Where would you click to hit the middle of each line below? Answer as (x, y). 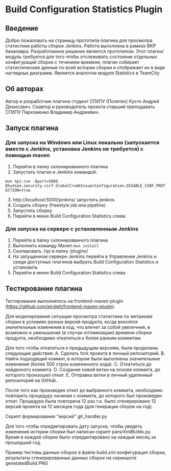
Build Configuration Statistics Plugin (84, 9)
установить (25, 267)
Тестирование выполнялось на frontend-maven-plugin (64, 301)
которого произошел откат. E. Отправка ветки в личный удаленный (79, 375)
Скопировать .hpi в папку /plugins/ (50, 251)
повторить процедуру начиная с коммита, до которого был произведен (84, 396)
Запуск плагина (32, 128)
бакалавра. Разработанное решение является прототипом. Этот (76, 51)
